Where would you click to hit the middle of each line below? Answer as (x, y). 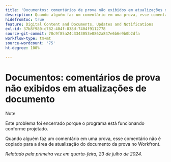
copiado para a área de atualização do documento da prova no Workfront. (83, 144)
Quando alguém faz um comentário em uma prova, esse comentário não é (83, 139)
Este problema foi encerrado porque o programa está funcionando (75, 123)
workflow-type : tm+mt (28, 39)
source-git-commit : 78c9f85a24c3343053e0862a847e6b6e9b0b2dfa (73, 34)
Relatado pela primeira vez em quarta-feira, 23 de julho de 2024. (74, 154)
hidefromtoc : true (25, 19)
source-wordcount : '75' (31, 43)
